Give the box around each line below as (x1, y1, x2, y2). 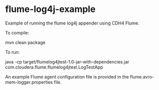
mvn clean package (5, 39, 46, 45)
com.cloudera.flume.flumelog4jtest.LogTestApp (5, 64, 103, 70)
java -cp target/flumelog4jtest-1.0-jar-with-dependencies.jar (5, 58, 130, 64)
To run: (5, 49, 20, 55)
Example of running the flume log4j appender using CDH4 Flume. (5, 20, 140, 26)
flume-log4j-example (5, 3, 96, 15)
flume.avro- (130, 73, 155, 79)
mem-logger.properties (5, 79, 53, 85)
